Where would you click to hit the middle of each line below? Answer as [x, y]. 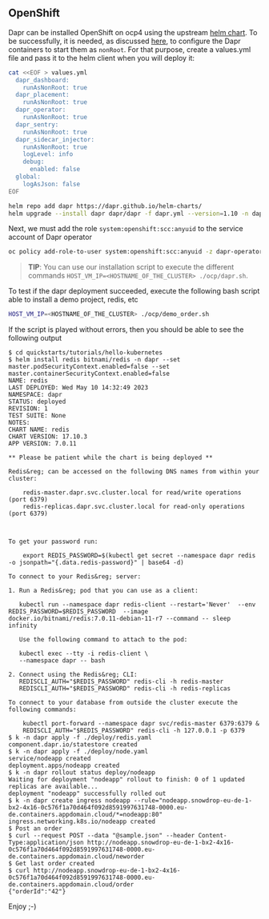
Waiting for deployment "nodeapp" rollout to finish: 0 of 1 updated [127, 780]
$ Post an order [35, 829]
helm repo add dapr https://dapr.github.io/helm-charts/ [105, 206]
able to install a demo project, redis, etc [73, 300]
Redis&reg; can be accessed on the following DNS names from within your [134, 472]
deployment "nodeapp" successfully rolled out [87, 794]
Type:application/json [46, 843]
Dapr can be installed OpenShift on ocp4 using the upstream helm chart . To [133, 32]
